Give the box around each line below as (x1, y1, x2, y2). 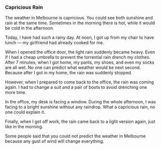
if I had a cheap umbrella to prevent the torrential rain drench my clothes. (5, 54, 151, 60)
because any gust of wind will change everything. (5, 138, 104, 144)
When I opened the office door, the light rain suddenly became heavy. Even (5, 49, 155, 55)
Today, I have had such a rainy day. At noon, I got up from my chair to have (5, 34, 154, 40)
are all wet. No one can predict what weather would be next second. (5, 65, 141, 70)
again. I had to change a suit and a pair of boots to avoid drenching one (5, 84, 147, 90)
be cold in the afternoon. (5, 25, 54, 31)
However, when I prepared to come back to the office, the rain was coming (5, 79, 154, 85)
